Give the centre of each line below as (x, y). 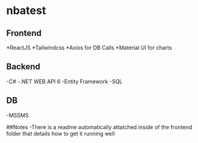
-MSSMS (18, 115)
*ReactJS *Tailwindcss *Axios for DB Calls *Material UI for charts (89, 47)
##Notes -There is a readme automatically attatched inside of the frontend (99, 127)
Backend (23, 67)
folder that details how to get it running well (61, 133)
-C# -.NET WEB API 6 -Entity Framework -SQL (64, 81)
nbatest (26, 11)
